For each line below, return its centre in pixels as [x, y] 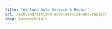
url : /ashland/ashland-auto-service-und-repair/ [56, 14]
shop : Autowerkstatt [27, 19]
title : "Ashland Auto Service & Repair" [48, 10]
